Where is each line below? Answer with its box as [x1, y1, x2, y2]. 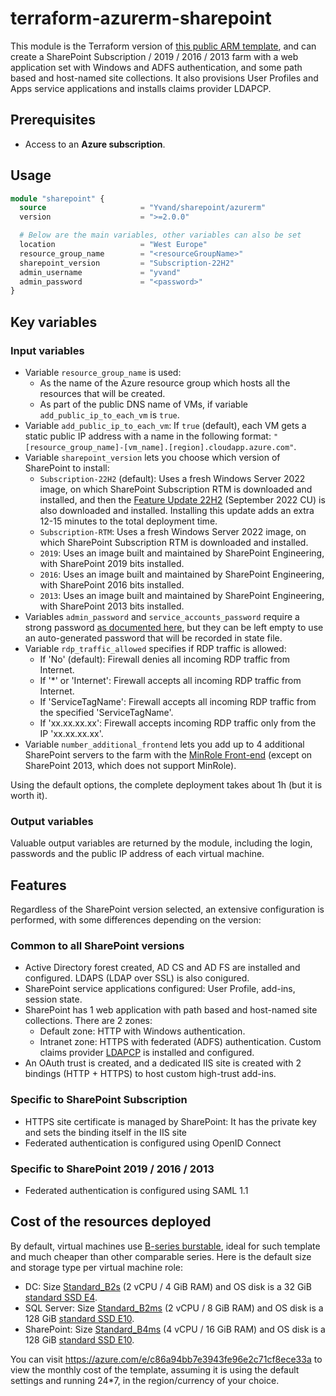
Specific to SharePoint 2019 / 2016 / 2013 [10, 1162, 215, 1176]
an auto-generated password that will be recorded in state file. [24, 632, 283, 644]
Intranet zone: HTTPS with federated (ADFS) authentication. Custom [39, 1036, 322, 1048]
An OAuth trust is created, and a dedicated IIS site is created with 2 [24, 1057, 302, 1069]
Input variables [10, 343, 85, 357]
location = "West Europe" [19, 240, 208, 250]
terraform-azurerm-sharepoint [10, 7, 272, 30]
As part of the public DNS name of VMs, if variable [39, 398, 248, 410]
